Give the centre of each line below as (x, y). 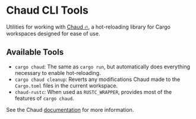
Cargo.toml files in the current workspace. (66, 85)
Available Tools (35, 52)
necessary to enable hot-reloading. (58, 73)
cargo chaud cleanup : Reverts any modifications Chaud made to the (97, 79)
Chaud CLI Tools (48, 10)
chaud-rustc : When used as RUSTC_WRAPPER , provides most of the (93, 92)
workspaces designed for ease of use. (53, 33)
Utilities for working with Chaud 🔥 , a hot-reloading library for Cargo (88, 27)
